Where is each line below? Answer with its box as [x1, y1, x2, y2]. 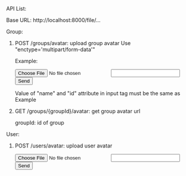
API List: [6, 5, 27, 12]
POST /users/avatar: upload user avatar [14, 142, 113, 149]
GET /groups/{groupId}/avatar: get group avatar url [14, 108, 141, 115]
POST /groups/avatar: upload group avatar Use [14, 40, 131, 46]
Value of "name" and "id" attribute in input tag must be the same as [14, 90, 181, 97]
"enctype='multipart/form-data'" [14, 46, 95, 53]
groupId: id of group [14, 119, 64, 126]
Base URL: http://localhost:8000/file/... [6, 17, 101, 23]
